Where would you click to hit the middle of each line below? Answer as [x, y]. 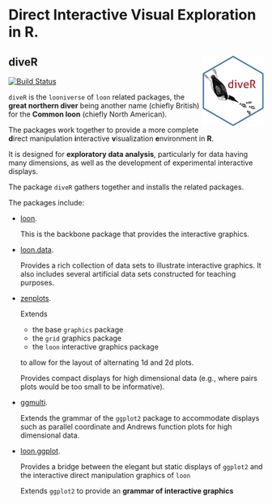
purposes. [37, 282]
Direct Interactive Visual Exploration [132, 15]
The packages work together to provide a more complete [104, 130]
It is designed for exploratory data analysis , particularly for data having [128, 154]
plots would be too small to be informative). [92, 387]
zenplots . [35, 298]
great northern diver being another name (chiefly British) [104, 106]
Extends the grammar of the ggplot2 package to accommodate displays [140, 418]
